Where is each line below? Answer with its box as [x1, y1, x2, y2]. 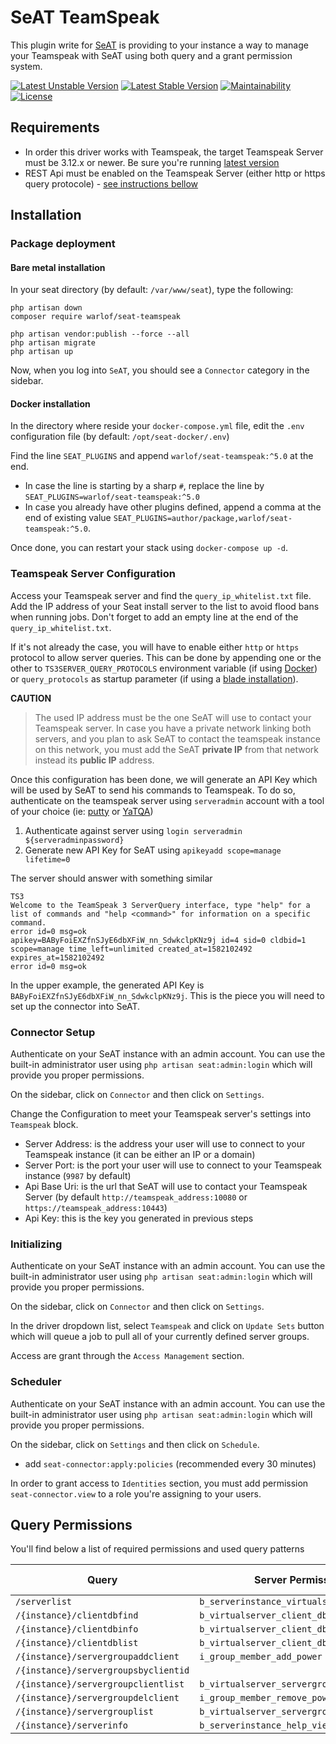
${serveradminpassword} [24, 835, 125, 845]
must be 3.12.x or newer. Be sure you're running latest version [24, 156, 280, 168]
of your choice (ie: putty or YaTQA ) [10, 805, 154, 817]
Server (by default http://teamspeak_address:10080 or [24, 1191, 248, 1203]
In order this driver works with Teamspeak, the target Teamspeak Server [24, 146, 324, 158]
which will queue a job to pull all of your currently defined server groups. [10, 1331, 310, 1343]
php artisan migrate [10, 338, 97, 348]
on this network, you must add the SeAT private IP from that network [34, 743, 320, 755]
